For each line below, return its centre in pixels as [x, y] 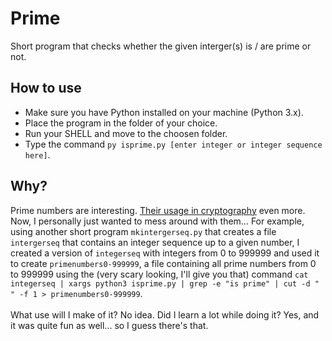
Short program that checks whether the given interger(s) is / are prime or [161, 46]
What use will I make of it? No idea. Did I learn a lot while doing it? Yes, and [165, 314]
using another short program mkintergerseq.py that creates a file [143, 231]
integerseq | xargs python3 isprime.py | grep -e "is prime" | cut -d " [165, 283]
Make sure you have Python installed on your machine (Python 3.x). [164, 112]
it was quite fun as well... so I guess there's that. [109, 325]
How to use [46, 88]
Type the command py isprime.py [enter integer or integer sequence [173, 144]
